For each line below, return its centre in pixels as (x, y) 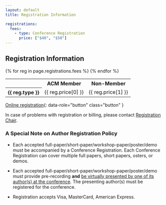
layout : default (22, 10)
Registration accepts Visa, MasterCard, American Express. (74, 197)
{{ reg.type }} (24, 93)
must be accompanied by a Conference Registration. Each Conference (87, 150)
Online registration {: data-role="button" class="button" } (64, 105)
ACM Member (64, 83)
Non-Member (108, 83)
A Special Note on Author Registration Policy (61, 134)
